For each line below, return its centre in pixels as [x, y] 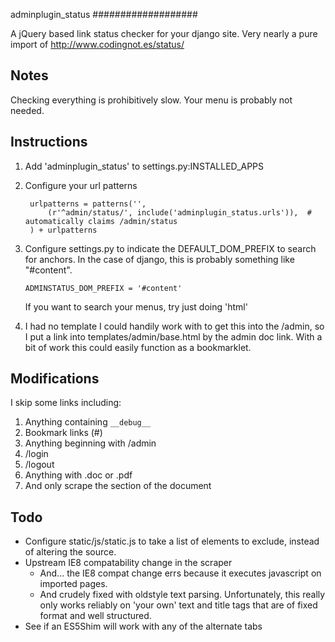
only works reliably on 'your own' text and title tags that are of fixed [178, 605]
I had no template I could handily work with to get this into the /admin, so [174, 326]
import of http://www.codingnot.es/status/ [97, 44]
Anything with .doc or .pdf [78, 475]
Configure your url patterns [81, 185]
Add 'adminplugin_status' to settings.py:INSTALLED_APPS [144, 166]
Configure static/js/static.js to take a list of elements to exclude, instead [172, 541]
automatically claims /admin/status [101, 221]
